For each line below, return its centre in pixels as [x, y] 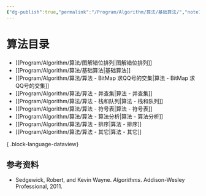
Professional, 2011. [39, 186]
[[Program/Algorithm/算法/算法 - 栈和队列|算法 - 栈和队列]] [89, 101]
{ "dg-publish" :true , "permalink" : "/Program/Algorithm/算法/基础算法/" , [96, 12]
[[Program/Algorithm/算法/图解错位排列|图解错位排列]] [83, 63]
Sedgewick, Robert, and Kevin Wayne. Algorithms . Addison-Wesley [100, 180]
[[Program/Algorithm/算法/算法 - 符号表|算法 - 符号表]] [84, 109]
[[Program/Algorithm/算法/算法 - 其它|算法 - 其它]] [78, 131]
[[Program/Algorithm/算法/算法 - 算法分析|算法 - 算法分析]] [89, 116]
